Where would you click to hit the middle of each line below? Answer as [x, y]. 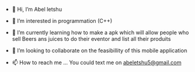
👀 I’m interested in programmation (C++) [62, 21]
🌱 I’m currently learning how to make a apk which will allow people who [101, 32]
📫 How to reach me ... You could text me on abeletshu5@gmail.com [97, 62]
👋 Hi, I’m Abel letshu [37, 9]
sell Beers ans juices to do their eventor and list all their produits [91, 39]
